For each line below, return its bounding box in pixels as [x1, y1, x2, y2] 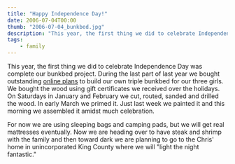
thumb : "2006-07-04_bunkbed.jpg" [7, 23, 105, 30]
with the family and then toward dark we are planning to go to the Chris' [7, 135, 215, 144]
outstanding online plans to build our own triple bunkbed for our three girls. [7, 77, 224, 85]
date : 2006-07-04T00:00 [7, 17, 77, 24]
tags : [7, 36, 23, 43]
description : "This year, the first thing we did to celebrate [7, 29, 196, 37]
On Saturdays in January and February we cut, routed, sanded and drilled [7, 92, 219, 100]
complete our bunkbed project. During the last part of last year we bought [7, 69, 220, 78]
